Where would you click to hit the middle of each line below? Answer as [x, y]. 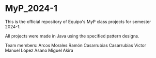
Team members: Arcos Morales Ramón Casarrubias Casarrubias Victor [76, 45]
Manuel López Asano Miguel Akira [39, 50]
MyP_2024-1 [31, 8]
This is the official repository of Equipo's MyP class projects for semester [78, 22]
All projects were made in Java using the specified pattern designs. [72, 36]
